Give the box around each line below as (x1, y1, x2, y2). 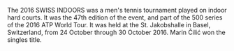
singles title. (7, 36, 42, 44)
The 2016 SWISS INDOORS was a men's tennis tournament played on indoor (7, 6, 227, 14)
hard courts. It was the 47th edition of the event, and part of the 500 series (7, 13, 223, 22)
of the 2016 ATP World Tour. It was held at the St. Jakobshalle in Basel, (7, 21, 211, 29)
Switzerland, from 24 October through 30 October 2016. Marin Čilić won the (7, 28, 226, 36)
